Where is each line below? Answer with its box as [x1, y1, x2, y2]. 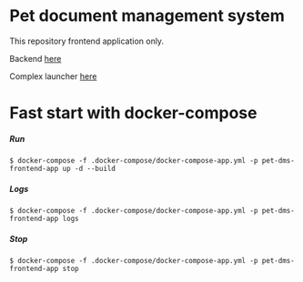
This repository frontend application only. [9, 35, 165, 46]
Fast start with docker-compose [9, 103, 258, 124]
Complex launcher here [9, 70, 97, 82]
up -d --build [62, 165, 116, 174]
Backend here [9, 53, 62, 64]
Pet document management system [9, 5, 285, 26]
